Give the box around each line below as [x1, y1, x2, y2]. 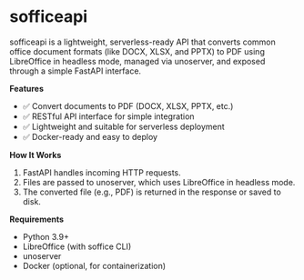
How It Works [9, 149, 62, 160]
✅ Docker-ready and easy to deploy [22, 131, 157, 142]
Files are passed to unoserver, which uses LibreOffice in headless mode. [22, 176, 296, 187]
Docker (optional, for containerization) [22, 260, 167, 271]
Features [9, 83, 44, 94]
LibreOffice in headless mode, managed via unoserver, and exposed [9, 55, 266, 66]
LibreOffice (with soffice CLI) [22, 241, 132, 252]
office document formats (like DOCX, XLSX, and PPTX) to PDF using [9, 45, 266, 56]
